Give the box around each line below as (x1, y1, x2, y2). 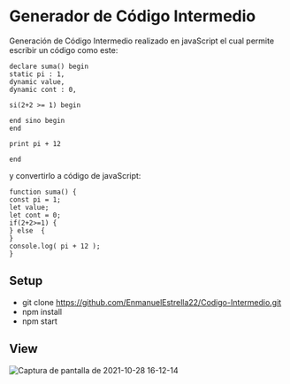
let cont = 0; (9, 211, 62, 219)
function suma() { (9, 188, 77, 196)
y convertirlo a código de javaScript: (9, 170, 141, 180)
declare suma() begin (9, 62, 89, 71)
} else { (9, 226, 46, 235)
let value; (9, 203, 50, 211)
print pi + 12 (9, 139, 62, 148)
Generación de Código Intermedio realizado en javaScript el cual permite (9, 35, 275, 46)
